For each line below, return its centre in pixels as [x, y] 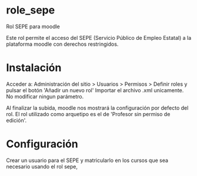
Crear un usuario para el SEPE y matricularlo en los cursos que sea [87, 160]
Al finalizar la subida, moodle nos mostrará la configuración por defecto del [97, 108]
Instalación [34, 68]
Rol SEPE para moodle [33, 26]
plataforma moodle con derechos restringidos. [62, 44]
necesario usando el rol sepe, [42, 166]
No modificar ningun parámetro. [45, 96]
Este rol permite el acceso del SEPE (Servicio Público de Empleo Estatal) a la [99, 38]
